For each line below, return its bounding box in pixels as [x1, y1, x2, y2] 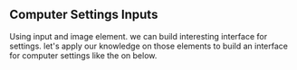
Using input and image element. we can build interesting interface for [9, 31, 268, 41]
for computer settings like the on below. [9, 49, 158, 61]
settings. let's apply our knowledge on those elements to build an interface [9, 40, 288, 51]
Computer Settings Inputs [9, 7, 158, 22]
